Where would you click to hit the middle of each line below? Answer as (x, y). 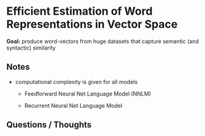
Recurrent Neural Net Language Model (73, 105)
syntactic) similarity (31, 48)
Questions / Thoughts (49, 125)
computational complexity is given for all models (76, 81)
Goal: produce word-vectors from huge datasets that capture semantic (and (103, 41)
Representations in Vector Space (92, 24)
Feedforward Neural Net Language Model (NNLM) (88, 94)
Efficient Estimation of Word (79, 11)
